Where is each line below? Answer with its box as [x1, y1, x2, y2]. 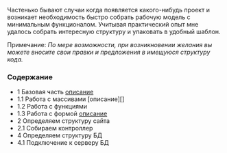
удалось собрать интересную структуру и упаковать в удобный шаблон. [7, 27, 221, 36]
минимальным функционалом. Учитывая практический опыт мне [7, 20, 199, 28]
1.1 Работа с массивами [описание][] [16, 95, 125, 103]
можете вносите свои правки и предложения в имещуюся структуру [7, 48, 211, 56]
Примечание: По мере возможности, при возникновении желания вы [7, 41, 213, 48]
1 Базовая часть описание [16, 88, 94, 96]
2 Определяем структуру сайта [16, 117, 110, 125]
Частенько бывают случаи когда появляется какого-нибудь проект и [7, 6, 211, 14]
